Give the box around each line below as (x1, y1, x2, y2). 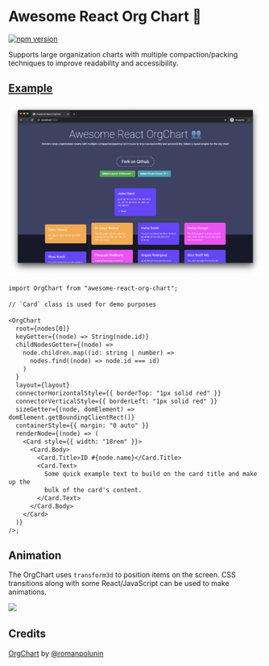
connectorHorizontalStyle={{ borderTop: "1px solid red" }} (15, 389, 221, 398)
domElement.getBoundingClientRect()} (8, 413, 135, 422)
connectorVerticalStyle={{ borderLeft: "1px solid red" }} (15, 397, 218, 406)
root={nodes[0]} (15, 325, 70, 333)
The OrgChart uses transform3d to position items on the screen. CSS (8, 569, 236, 580)
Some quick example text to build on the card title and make (43, 470, 258, 479)
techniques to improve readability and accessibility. (8, 58, 179, 68)
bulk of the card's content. (43, 486, 143, 495)
